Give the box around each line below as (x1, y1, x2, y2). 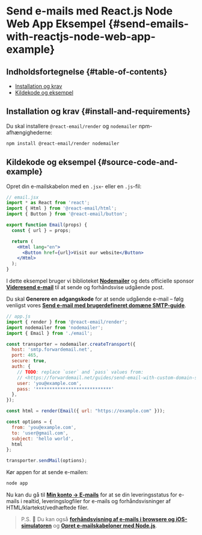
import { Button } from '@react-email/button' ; (6, 211, 128, 217)
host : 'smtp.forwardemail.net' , (11, 346, 93, 353)
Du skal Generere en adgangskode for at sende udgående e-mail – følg (6, 295, 184, 302)
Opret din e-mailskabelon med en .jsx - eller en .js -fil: (6, 183, 142, 190)
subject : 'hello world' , (11, 436, 74, 442)
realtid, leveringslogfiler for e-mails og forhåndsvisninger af (23, 498, 171, 504)
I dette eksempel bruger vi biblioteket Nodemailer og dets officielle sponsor (6, 277, 194, 284)
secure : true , (11, 358, 47, 364)
